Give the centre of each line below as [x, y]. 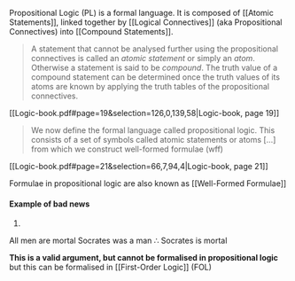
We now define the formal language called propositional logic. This [153, 130]
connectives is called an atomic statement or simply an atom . [143, 58]
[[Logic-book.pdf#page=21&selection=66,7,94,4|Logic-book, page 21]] [139, 166]
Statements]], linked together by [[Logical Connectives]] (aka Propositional [146, 22]
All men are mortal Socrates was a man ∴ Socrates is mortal [118, 241]
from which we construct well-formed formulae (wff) [127, 149]
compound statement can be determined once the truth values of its [155, 77]
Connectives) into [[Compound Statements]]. [91, 31]
